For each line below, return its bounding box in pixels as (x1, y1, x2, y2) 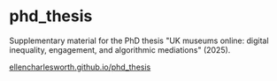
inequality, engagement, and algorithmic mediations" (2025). (9, 44, 231, 55)
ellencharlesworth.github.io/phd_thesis (9, 62, 151, 72)
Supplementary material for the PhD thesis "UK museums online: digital (9, 35, 269, 46)
